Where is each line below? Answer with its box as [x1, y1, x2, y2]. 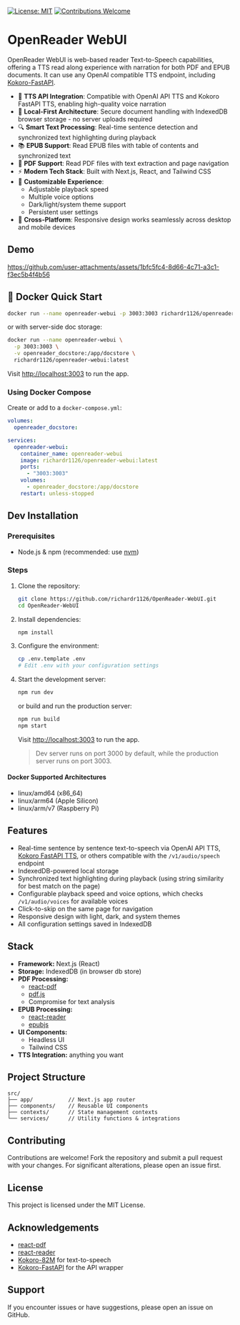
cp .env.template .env [17, 655, 86, 662]
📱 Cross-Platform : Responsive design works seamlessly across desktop [17, 215, 231, 224]
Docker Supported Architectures [7, 773, 107, 782]
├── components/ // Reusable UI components [7, 1103, 149, 1110]
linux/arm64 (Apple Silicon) [17, 797, 99, 805]
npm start [17, 722, 48, 729]
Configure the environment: [17, 642, 99, 650]
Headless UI [28, 1035, 65, 1043]
